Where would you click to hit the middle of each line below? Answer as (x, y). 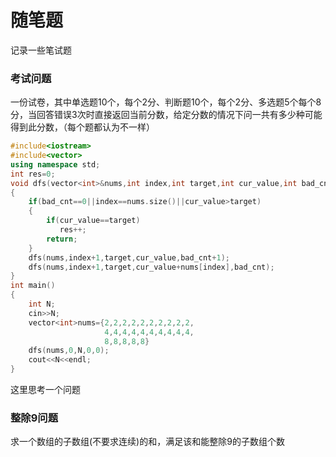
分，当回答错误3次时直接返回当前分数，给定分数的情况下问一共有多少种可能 (166, 115)
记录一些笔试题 (41, 50)
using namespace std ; (55, 164)
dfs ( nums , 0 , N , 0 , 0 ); (69, 351)
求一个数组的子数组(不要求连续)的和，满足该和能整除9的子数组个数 (147, 442)
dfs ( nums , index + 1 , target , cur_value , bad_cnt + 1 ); (129, 257)
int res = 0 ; (33, 174)
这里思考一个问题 (45, 390)
